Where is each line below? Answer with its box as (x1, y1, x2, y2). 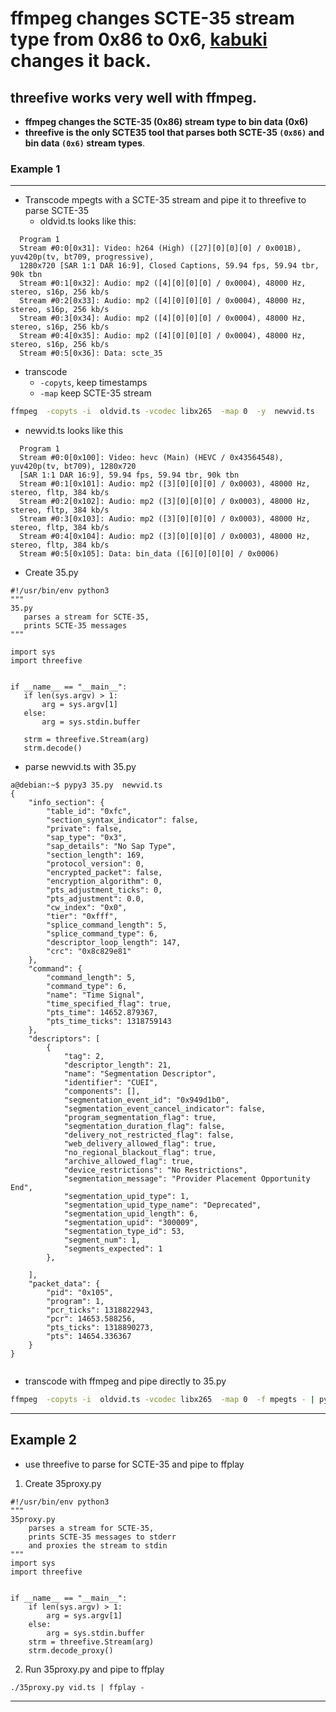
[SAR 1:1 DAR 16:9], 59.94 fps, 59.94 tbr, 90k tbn (19, 470, 240, 481)
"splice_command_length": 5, (46, 920, 168, 931)
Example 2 (10, 1432, 77, 1449)
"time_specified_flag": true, (46, 999, 172, 1009)
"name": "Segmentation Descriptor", (63, 1069, 217, 1079)
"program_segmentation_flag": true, (63, 1113, 217, 1123)
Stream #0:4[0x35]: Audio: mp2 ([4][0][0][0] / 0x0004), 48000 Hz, (19, 331, 307, 341)
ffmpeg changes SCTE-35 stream (10, 7, 295, 30)
